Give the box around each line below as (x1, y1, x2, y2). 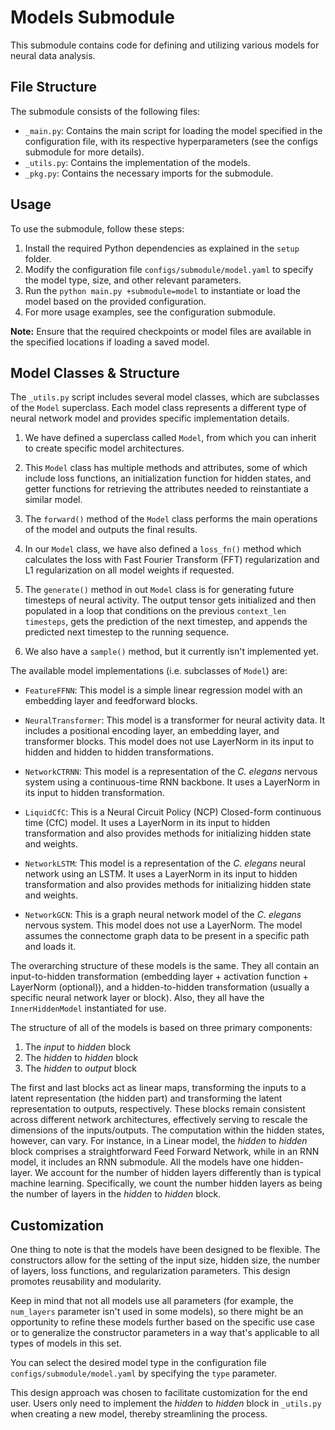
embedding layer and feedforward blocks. (24, 695, 198, 707)
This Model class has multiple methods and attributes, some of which (24, 462, 308, 474)
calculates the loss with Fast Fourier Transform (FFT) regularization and (24, 554, 320, 566)
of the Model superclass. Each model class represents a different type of (10, 402, 307, 414)
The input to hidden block (24, 1041, 132, 1053)
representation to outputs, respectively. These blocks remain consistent (10, 1103, 306, 1115)
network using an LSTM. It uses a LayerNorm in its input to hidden (24, 868, 298, 880)
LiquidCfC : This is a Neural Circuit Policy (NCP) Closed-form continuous (24, 806, 322, 818)
